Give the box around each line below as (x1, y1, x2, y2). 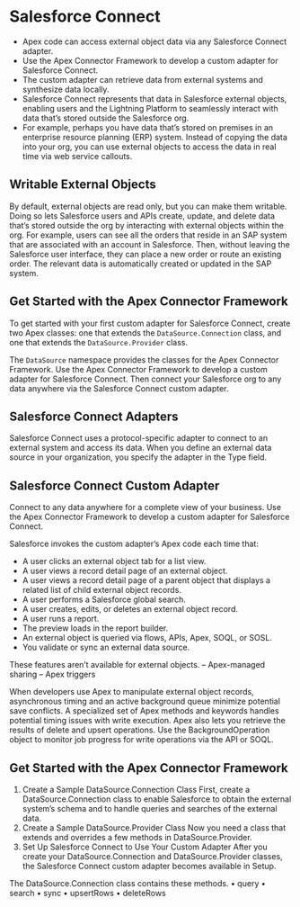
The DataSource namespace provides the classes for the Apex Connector (9, 354, 279, 365)
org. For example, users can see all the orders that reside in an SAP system (9, 229, 287, 240)
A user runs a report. (22, 614, 100, 624)
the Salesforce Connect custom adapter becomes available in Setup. (22, 861, 277, 871)
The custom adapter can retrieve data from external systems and (22, 74, 263, 85)
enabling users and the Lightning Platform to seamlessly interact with (22, 103, 278, 113)
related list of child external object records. (22, 585, 182, 596)
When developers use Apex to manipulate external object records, (9, 687, 254, 697)
